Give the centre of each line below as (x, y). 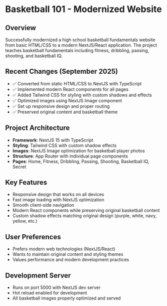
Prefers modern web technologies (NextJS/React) (64, 249)
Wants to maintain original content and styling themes (68, 254)
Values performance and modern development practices (70, 260)
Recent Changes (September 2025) (62, 71)
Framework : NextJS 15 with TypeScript (53, 140)
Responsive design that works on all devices (58, 195)
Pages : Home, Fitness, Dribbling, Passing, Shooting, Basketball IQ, (81, 161)
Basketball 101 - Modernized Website (84, 9)
